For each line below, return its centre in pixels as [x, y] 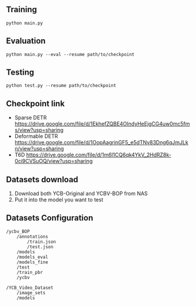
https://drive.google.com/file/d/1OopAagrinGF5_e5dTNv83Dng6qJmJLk [101, 142]
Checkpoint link [35, 104]
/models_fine [32, 262]
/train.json [42, 242]
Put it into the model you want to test [59, 200]
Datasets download [42, 180]
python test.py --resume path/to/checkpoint [61, 86]
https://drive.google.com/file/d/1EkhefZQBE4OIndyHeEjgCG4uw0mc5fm [102, 124]
